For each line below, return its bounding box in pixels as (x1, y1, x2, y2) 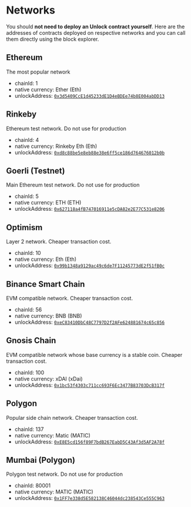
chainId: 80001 (14, 482, 51, 489)
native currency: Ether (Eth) (14, 86, 82, 93)
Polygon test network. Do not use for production (6, 470, 123, 478)
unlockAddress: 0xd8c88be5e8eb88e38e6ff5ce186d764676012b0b (14, 148, 165, 156)
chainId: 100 (14, 369, 45, 376)
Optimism (6, 222, 43, 233)
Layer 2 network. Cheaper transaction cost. (6, 238, 112, 245)
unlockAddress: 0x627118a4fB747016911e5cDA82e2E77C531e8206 (14, 206, 165, 213)
